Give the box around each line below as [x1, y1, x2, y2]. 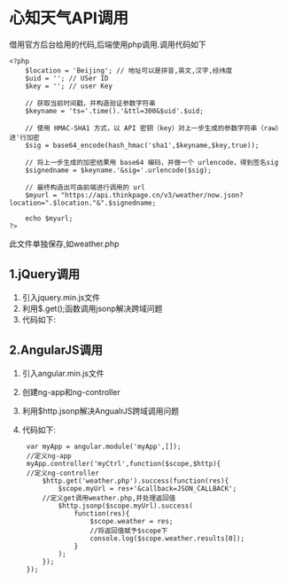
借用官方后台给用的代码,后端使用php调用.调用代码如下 [9, 39, 206, 50]
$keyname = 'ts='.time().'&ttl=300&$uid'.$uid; [25, 106, 204, 115]
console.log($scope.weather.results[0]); [89, 533, 245, 543]
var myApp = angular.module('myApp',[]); [26, 442, 182, 451]
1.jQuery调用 [9, 267, 81, 282]
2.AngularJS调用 [9, 343, 104, 358]
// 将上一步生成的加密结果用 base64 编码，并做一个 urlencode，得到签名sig [25, 158, 279, 167]
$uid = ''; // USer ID [25, 74, 109, 82]
